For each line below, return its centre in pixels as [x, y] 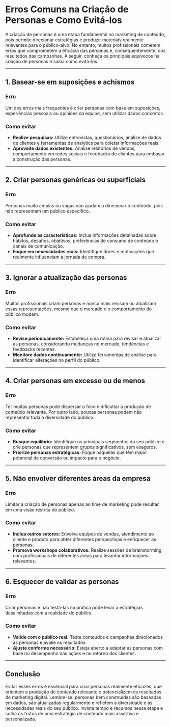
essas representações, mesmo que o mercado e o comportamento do [78, 309]
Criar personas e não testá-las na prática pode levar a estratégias [74, 607]
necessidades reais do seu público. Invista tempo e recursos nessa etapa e [84, 708]
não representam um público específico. [48, 211]
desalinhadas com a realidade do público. [49, 613]
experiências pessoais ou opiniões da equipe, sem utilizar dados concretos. [85, 113]
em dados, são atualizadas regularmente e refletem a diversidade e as [79, 703]
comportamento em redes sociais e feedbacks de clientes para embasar [89, 153]
